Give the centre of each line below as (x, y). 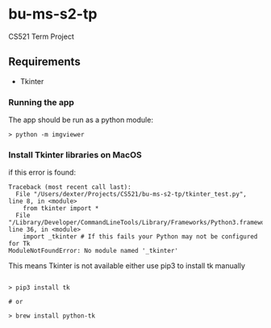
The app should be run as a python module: (81, 120)
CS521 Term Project (41, 36)
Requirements (44, 62)
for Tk (19, 244)
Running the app (42, 102)
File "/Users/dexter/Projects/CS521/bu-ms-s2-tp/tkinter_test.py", (131, 195)
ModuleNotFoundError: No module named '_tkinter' (94, 251)
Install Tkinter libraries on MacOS (75, 154)
